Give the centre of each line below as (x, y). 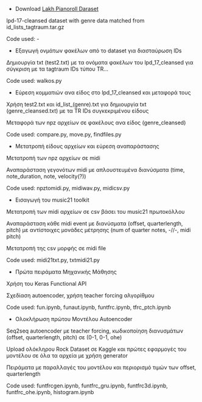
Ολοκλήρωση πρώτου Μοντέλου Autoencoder (74, 319)
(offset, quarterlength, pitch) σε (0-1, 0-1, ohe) (64, 337)
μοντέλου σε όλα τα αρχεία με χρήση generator (67, 355)
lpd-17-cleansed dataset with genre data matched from (75, 20)
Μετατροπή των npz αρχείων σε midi (53, 158)
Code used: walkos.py (34, 81)
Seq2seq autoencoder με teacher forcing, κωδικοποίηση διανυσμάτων (95, 331)
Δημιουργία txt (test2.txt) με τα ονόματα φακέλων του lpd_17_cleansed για (100, 62)
